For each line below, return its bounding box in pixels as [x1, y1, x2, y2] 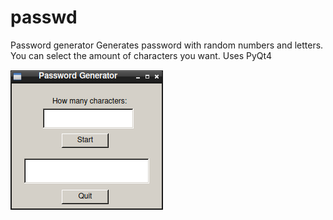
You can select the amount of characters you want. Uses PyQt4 [10, 49, 272, 61]
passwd [10, 6, 78, 29]
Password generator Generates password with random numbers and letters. [10, 39, 324, 51]
